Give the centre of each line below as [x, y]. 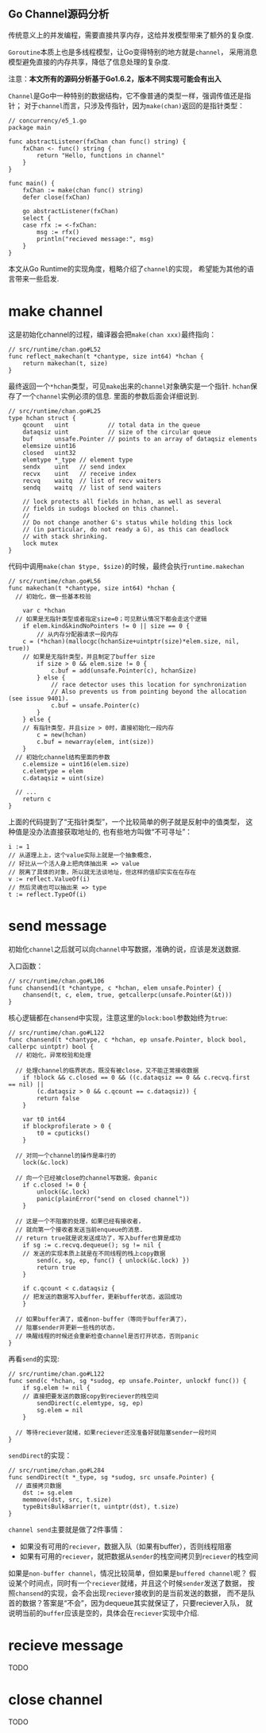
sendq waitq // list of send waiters [92, 488]
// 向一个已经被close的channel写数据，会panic [87, 1178]
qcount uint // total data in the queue [112, 425]
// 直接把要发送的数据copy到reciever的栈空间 [91, 1396]
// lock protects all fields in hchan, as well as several [122, 501]
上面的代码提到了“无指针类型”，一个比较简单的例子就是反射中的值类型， [126, 821]
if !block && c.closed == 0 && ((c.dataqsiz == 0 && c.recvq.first [136, 1077]
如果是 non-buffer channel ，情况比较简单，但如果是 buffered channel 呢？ [128, 1573]
